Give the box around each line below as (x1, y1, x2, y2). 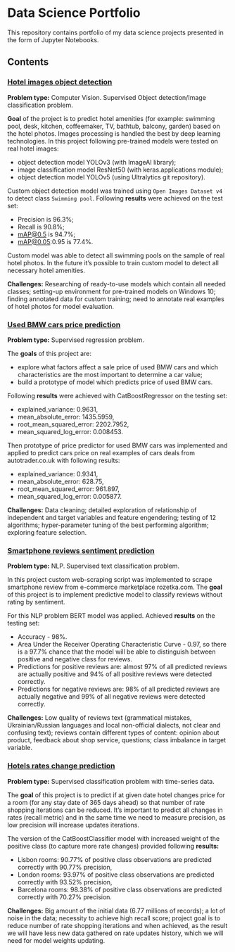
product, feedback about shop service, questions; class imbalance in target (7, 736, 227, 744)
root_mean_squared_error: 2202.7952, (17, 420, 129, 429)
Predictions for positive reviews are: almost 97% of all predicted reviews (17, 663, 227, 671)
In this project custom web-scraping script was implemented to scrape (7, 576, 212, 584)
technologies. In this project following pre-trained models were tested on (7, 137, 218, 145)
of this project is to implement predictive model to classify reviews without (7, 590, 223, 599)
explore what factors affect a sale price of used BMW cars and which (17, 362, 219, 371)
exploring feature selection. (7, 528, 87, 536)
